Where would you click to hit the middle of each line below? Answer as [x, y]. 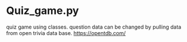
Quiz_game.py [42, 11]
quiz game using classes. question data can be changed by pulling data [94, 27]
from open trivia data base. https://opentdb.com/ [66, 33]
